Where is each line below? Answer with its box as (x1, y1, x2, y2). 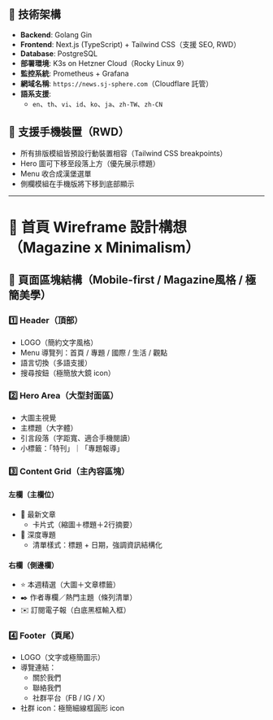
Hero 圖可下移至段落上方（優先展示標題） (19, 158, 160, 168)
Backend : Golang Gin (19, 29, 93, 39)
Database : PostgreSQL (19, 48, 98, 59)
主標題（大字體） (19, 422, 78, 433)
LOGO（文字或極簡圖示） (19, 652, 106, 662)
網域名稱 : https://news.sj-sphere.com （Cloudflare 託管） (19, 78, 214, 88)
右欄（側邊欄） (8, 560, 58, 569)
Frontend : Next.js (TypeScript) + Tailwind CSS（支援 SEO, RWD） (19, 39, 241, 49)
